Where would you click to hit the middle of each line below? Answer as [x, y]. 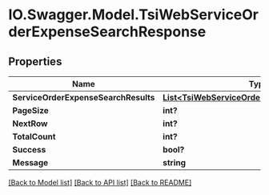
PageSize [31, 110]
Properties [35, 61]
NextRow [30, 124]
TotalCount [34, 136]
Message [30, 162]
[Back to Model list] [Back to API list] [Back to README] [100, 183]
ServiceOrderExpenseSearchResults [84, 97]
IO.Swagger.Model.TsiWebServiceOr [133, 15]
